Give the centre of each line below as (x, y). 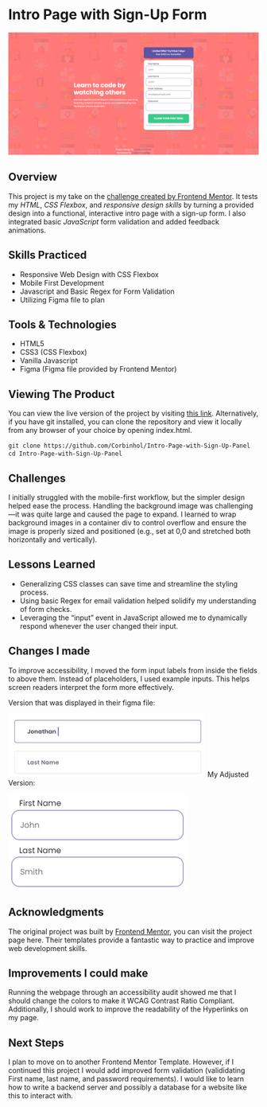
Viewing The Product (62, 394)
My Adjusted (228, 774)
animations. (27, 230)
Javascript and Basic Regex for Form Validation (97, 291)
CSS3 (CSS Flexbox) (53, 353)
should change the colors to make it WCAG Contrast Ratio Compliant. (122, 1001)
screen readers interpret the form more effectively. (91, 687)
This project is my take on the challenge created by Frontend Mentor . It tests (133, 196)
